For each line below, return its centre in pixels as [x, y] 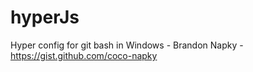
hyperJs [45, 17]
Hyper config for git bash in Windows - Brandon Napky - [127, 45]
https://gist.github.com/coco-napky [84, 55]
